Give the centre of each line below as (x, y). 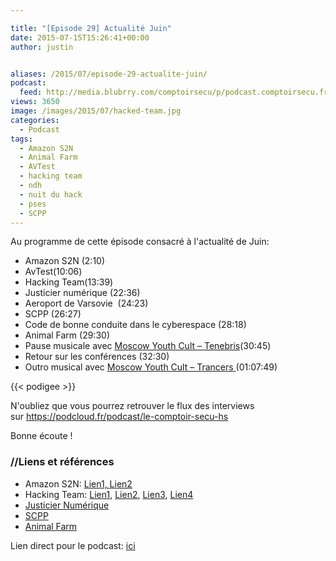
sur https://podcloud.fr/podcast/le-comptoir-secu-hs (119, 417)
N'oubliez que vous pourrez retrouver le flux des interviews (132, 406)
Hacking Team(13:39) (69, 282)
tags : (21, 139)
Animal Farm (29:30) (67, 335)
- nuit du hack (51, 194)
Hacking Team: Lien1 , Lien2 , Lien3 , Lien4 (109, 494)
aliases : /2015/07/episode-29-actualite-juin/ (109, 74)
